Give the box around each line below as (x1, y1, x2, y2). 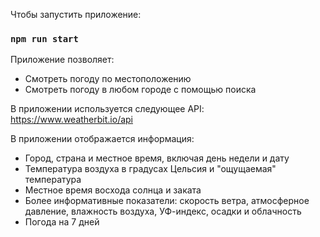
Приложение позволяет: (10, 54, 115, 66)
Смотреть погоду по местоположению (24, 73, 192, 85)
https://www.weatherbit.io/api (10, 114, 133, 126)
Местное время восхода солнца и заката (24, 184, 202, 196)
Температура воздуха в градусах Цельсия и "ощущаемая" (24, 163, 277, 175)
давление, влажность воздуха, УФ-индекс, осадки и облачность (24, 205, 302, 218)
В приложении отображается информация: (10, 133, 195, 145)
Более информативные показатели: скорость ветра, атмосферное (24, 195, 310, 207)
